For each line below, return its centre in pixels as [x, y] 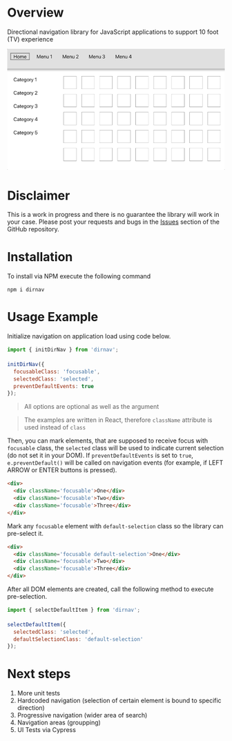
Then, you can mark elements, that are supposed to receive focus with [108, 441]
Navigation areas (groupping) [59, 722]
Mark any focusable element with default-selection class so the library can [115, 526]
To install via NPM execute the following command [79, 276]
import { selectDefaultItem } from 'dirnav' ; [74, 610]
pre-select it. [25, 533]
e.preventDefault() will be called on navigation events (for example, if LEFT [115, 463]
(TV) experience [30, 39]
